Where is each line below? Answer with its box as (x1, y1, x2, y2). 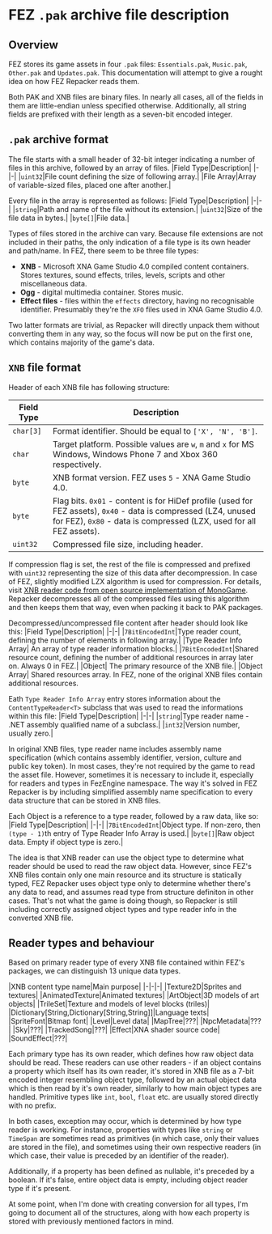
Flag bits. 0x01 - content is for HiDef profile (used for (52, 495, 253, 507)
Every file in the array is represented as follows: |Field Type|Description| (8, 196, 249, 206)
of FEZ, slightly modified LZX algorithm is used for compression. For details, (8, 576, 261, 586)
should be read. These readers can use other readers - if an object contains (8, 1058, 261, 1067)
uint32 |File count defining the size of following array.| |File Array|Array (20, 172, 257, 181)
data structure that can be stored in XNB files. (8, 795, 161, 805)
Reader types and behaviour (8, 936, 155, 950)
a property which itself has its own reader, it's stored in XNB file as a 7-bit (8, 1066, 254, 1076)
